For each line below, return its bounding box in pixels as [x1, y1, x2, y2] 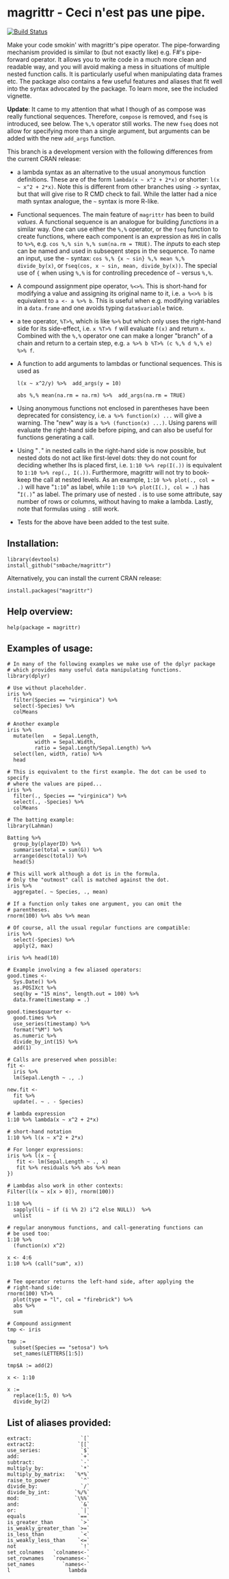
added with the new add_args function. [7, 134, 116, 142]
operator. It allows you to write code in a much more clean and [30, 55, 207, 63]
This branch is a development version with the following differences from [7, 147, 213, 156]
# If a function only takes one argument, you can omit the [7, 901, 183, 907]
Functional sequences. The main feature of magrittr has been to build [16, 210, 215, 219]
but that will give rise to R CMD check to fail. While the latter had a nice [16, 190, 217, 198]
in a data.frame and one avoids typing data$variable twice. [16, 304, 185, 312]
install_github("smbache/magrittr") [7, 562, 111, 569]
